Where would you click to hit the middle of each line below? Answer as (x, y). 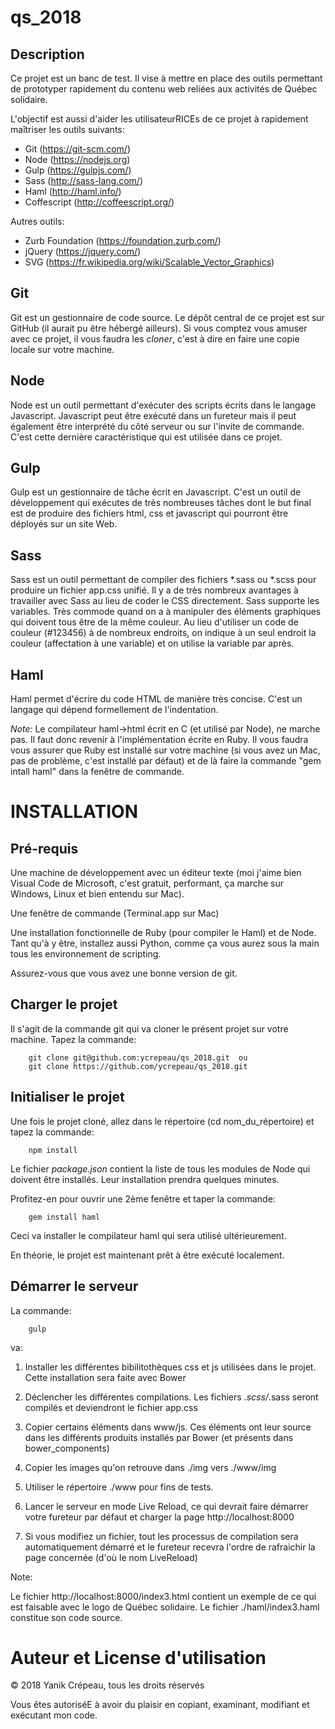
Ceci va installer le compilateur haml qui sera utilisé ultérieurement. (148, 1235)
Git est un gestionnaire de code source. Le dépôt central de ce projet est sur (167, 317)
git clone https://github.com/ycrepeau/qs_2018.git (138, 1066)
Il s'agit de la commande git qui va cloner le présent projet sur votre (149, 1028)
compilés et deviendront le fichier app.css (111, 1407)
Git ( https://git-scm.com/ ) (78, 149)
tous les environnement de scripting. (86, 954)
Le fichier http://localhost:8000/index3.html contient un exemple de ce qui (163, 1596)
